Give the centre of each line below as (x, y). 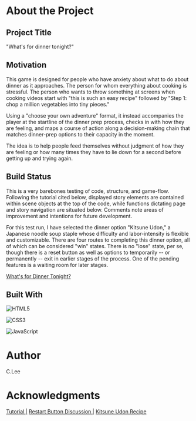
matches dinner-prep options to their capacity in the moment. (80, 134)
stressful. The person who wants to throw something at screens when (90, 92)
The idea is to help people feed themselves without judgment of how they (95, 146)
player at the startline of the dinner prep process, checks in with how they (95, 122)
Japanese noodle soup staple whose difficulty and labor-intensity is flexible (97, 233)
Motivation (26, 65)
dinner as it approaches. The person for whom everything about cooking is (97, 85)
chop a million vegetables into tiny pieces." (58, 104)
